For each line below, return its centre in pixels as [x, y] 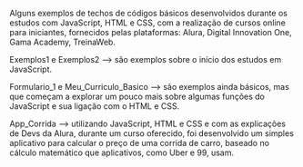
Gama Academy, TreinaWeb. [63, 42]
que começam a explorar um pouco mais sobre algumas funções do [137, 96]
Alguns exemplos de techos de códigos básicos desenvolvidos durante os [149, 13]
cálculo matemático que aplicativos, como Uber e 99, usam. [122, 152]
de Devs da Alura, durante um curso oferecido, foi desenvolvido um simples [151, 133]
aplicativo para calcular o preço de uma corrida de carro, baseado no [140, 143]
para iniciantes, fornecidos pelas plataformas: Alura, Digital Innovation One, [151, 32]
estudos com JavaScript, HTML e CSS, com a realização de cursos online [148, 23]
